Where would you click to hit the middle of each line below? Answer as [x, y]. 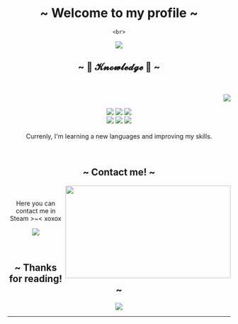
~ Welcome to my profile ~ [119, 13]
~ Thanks [35, 268]
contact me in [35, 210]
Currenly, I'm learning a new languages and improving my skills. [119, 136]
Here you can [35, 203]
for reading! [35, 279]
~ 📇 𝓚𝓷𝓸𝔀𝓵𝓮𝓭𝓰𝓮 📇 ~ [119, 67]
